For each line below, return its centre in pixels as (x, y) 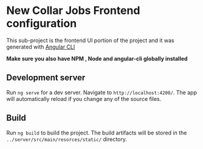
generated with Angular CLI (41, 47)
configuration (42, 23)
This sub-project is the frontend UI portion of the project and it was (90, 40)
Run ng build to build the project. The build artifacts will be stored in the (97, 133)
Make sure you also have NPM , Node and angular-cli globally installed (97, 58)
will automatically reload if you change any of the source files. (84, 99)
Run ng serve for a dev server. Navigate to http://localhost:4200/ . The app (102, 92)
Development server (46, 78)
